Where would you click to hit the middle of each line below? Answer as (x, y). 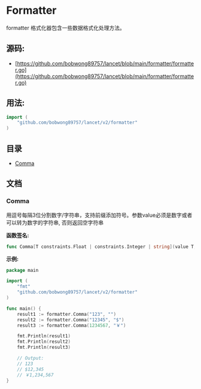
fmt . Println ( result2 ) (44, 342)
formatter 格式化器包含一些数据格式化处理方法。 (66, 28)
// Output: (31, 358)
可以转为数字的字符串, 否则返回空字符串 (55, 222)
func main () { (24, 309)
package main (22, 270)
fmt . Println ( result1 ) (44, 336)
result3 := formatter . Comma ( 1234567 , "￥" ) (71, 325)
